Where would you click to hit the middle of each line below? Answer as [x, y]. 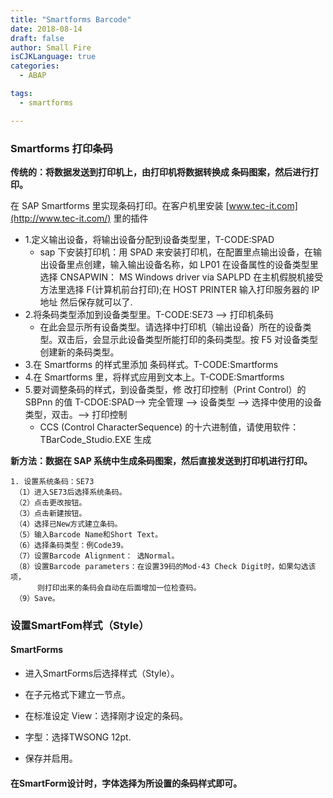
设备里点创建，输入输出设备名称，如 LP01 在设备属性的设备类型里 [183, 264]
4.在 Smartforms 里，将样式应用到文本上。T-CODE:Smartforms [154, 377]
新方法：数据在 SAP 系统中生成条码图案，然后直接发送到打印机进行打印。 [161, 460]
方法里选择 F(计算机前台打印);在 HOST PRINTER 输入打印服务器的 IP [179, 289]
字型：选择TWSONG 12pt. [78, 737]
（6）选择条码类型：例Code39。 [71, 545]
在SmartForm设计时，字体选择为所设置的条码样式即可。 [126, 783]
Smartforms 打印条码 [61, 148]
